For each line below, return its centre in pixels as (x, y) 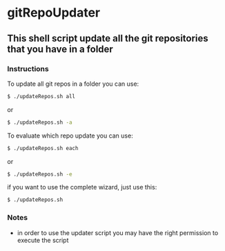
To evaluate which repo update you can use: (70, 136)
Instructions (28, 68)
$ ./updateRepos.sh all (41, 96)
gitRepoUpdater (54, 13)
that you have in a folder (60, 49)
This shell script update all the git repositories (108, 38)
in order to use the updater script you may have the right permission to (118, 232)
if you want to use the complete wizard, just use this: (82, 187)
